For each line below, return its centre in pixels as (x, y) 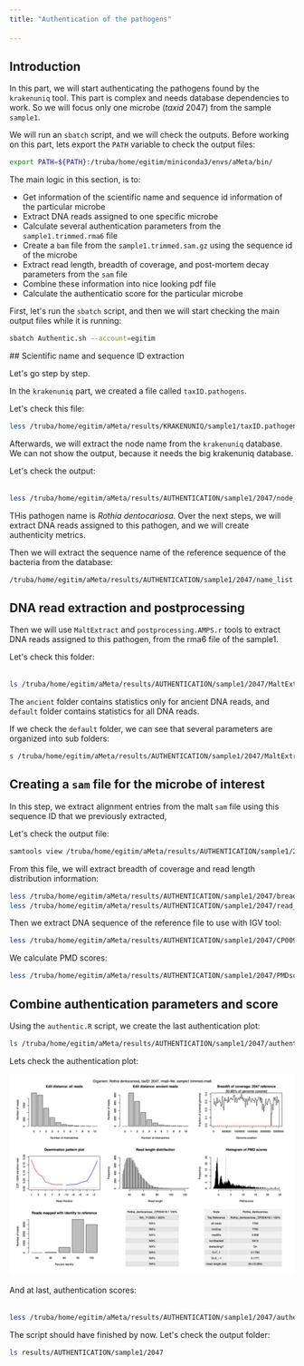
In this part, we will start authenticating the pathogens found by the (134, 88)
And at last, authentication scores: (73, 1290)
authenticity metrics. (47, 534)
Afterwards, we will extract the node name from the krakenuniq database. (146, 444)
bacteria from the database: (61, 561)
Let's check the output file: (59, 834)
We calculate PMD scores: (58, 958)
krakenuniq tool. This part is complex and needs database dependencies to (149, 98)
